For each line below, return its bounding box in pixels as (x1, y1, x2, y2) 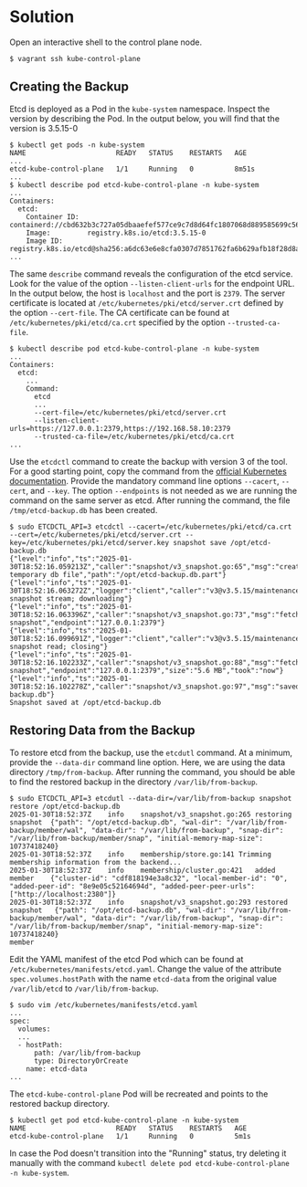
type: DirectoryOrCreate (33, 1056, 129, 1066)
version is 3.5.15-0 (9, 122, 79, 133)
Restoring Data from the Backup (9, 723, 196, 739)
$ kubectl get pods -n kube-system (9, 140, 145, 150)
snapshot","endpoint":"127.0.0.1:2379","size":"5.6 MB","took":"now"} (9, 666, 284, 675)
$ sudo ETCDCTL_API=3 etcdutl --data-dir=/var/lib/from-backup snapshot (9, 793, 292, 803)
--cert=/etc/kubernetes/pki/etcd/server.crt (9, 530, 182, 540)
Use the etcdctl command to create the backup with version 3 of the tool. (9, 456, 288, 467)
